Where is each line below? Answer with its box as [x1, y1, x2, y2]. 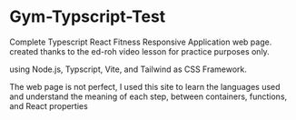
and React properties [9, 100, 88, 111]
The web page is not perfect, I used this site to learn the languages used [9, 81, 281, 92]
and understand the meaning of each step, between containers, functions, [9, 91, 288, 102]
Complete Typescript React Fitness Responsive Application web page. [9, 36, 272, 47]
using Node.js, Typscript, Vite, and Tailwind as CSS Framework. [9, 64, 248, 75]
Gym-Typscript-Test [9, 6, 166, 27]
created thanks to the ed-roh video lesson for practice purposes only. [9, 45, 270, 56]
